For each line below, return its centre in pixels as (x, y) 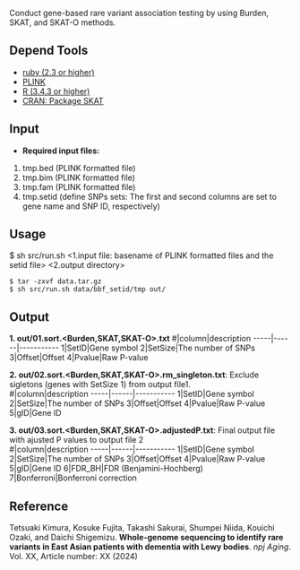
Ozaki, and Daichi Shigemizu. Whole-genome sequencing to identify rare (146, 538)
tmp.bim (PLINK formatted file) (79, 177)
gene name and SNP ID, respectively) (91, 206)
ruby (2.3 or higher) (59, 72)
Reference (39, 506)
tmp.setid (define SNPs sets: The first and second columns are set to (150, 196)
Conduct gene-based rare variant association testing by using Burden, (139, 13)
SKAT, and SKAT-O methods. (63, 22)
